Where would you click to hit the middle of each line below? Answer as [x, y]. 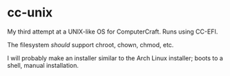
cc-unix [30, 13]
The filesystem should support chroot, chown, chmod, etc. [90, 45]
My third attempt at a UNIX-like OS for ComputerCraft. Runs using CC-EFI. [113, 31]
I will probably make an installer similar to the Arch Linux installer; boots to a [115, 58]
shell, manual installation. [43, 65]
